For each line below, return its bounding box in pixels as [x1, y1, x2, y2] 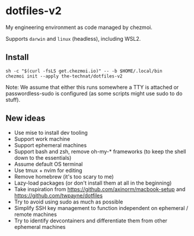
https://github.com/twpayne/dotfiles [14, 192, 103, 199]
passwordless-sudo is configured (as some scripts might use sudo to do [5, 90, 183, 97]
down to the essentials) [14, 154, 72, 161]
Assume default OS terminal [14, 160, 83, 167]
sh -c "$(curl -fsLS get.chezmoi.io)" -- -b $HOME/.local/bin [5, 68, 163, 74]
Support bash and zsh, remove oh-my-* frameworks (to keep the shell [14, 148, 186, 155]
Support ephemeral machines [14, 141, 87, 148]
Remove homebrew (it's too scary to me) [14, 173, 114, 180]
